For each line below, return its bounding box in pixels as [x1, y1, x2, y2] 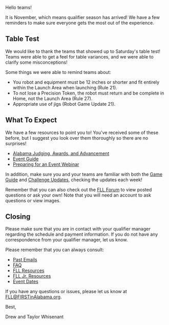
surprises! [5, 140, 27, 146]
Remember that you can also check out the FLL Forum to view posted [5, 186, 152, 193]
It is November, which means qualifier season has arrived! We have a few [5, 14, 160, 20]
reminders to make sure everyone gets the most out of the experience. [5, 20, 155, 26]
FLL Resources [12, 267, 45, 274]
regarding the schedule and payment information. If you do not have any [5, 231, 158, 238]
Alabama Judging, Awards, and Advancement [12, 150, 110, 156]
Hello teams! [5, 5, 32, 10]
